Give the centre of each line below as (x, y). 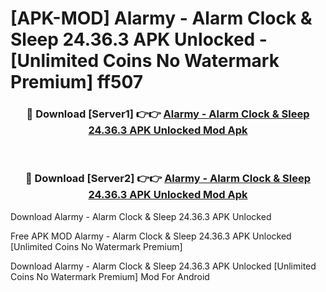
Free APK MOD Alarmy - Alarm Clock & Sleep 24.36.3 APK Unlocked (151, 236)
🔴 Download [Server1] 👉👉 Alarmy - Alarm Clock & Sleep (168, 114)
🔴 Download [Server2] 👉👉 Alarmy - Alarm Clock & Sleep (168, 179)
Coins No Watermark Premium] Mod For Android (110, 276)
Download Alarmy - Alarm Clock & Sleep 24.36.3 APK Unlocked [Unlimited (163, 266)
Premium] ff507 (77, 82)
